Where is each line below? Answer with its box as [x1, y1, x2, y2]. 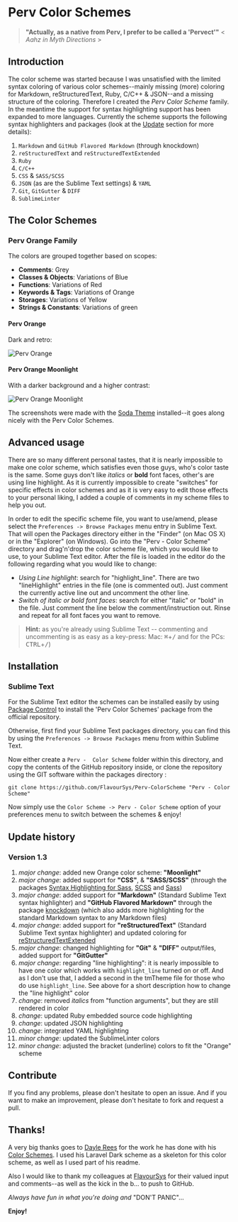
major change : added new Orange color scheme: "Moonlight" [18, 868, 201, 877]
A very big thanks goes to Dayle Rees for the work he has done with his [8, 1143, 217, 1151]
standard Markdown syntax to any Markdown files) [18, 913, 167, 922]
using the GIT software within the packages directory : [8, 770, 167, 779]
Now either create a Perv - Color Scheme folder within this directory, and [8, 755, 224, 764]
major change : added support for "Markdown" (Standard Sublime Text [18, 891, 227, 899]
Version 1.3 [8, 852, 48, 862]
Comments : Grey [18, 265, 69, 274]
